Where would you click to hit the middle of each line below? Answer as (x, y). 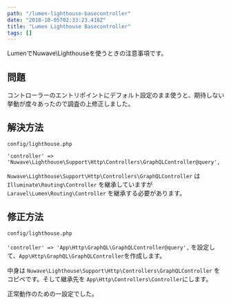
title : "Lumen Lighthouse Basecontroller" (69, 26)
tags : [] (20, 33)
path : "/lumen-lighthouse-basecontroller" (69, 13)
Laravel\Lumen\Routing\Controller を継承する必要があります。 (97, 193)
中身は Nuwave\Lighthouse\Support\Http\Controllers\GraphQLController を (114, 270)
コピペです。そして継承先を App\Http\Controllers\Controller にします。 (110, 279)
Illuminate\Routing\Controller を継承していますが (80, 184)
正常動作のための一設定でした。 (52, 294)
